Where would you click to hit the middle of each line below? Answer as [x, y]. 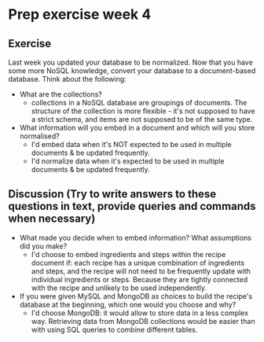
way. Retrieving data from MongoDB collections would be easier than [143, 321]
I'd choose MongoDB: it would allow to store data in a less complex [140, 313]
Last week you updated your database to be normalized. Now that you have [130, 62]
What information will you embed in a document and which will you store [137, 128]
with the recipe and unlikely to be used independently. [119, 288]
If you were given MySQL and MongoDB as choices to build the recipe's [136, 296]
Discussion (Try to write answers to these [112, 194]
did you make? [43, 246]
